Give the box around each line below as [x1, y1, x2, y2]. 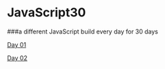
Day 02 [7, 53, 27, 62]
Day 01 [7, 40, 27, 49]
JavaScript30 [7, 5, 86, 20]
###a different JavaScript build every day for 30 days [7, 27, 159, 36]
